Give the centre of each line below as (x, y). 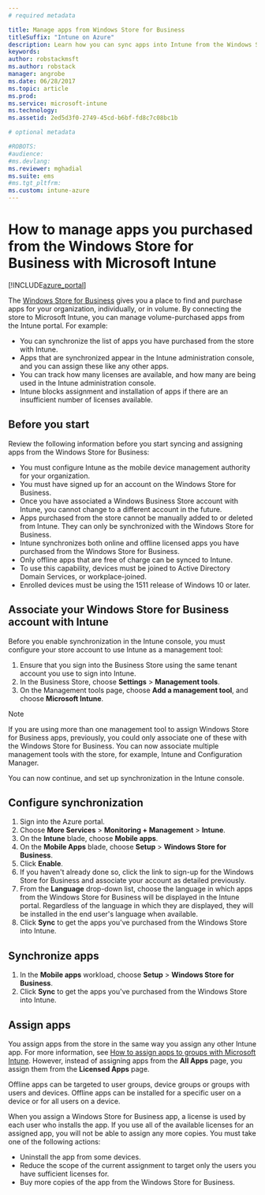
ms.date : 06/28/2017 (42, 81)
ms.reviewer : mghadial (45, 168)
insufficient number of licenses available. (86, 399)
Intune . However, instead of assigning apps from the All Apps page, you (125, 1061)
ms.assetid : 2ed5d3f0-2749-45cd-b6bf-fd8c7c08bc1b (93, 118)
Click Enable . (41, 864)
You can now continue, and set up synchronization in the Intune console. (126, 778)
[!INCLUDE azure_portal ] (47, 285)
